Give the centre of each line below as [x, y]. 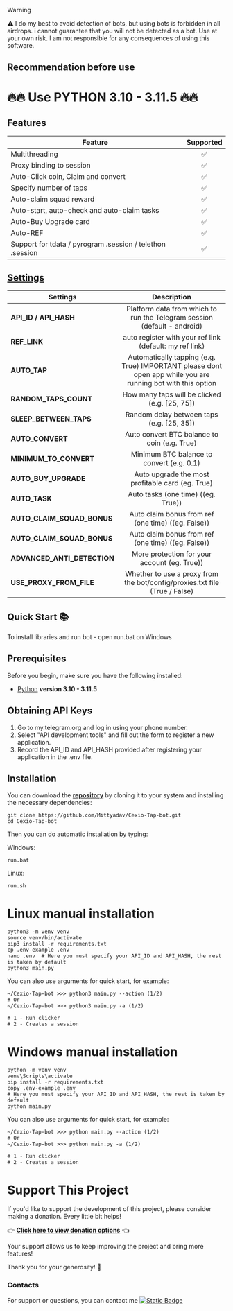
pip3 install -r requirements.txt [57, 944]
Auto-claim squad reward [53, 199]
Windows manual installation [93, 1051]
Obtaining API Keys [50, 711]
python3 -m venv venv [38, 932]
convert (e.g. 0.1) [172, 463]
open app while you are [172, 375]
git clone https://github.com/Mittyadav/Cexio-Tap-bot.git [94, 815]
